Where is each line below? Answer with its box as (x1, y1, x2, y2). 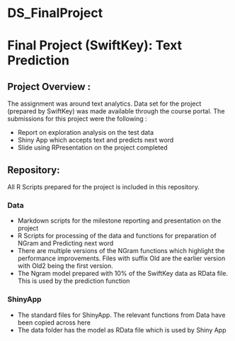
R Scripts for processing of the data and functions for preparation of (17, 232, 217, 240)
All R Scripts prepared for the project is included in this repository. (7, 183, 200, 191)
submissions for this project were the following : (7, 115, 147, 123)
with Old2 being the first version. (17, 262, 113, 270)
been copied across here (17, 318, 91, 327)
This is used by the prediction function (17, 276, 130, 285)
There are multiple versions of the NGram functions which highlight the (17, 247, 225, 255)
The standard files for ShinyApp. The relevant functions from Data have (17, 311, 226, 319)
